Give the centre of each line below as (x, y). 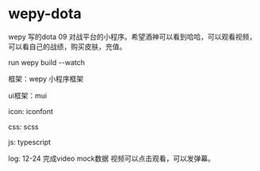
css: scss (23, 127)
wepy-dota (45, 14)
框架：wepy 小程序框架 (46, 78)
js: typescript (30, 142)
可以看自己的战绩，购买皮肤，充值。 (67, 46)
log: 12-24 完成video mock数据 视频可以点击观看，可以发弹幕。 (112, 158)
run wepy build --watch (47, 62)
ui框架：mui (28, 95)
